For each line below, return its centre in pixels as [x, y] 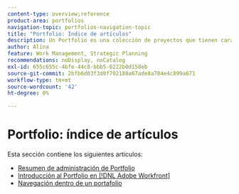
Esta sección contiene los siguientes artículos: [75, 154]
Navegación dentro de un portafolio [70, 183]
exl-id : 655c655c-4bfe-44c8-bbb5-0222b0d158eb [78, 67]
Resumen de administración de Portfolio [76, 168]
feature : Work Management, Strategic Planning [78, 54]
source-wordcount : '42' [43, 87]
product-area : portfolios [46, 21]
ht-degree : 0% [28, 93]
